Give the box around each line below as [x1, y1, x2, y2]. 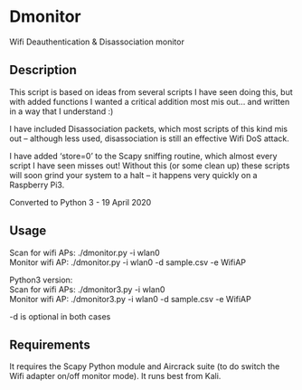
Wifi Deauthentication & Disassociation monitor [9, 36, 185, 47]
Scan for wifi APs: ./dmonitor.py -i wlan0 [9, 247, 160, 258]
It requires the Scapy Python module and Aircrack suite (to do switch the [9, 361, 280, 372]
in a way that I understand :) [9, 106, 114, 117]
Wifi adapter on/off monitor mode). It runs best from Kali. [9, 371, 222, 382]
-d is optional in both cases [9, 310, 111, 322]
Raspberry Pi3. [9, 179, 65, 190]
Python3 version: [9, 274, 73, 285]
